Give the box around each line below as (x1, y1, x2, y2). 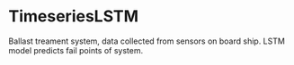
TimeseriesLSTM (8, 6, 139, 27)
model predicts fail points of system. (8, 45, 144, 55)
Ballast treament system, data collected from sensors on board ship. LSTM (8, 36, 285, 46)
